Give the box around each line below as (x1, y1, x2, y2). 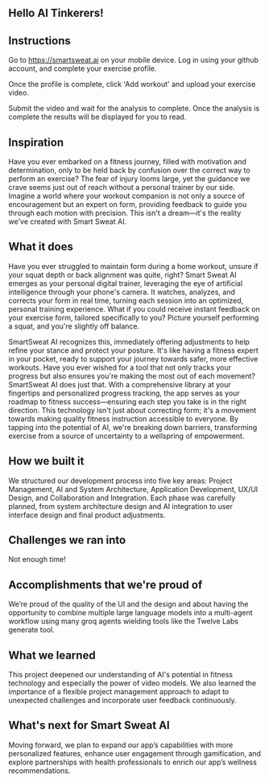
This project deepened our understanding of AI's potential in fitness (8, 670, 234, 680)
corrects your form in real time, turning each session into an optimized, (8, 296, 244, 305)
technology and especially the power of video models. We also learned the (8, 678, 256, 688)
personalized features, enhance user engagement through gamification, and (8, 748, 262, 758)
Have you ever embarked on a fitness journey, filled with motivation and (8, 157, 247, 167)
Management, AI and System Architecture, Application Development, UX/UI (8, 484, 259, 494)
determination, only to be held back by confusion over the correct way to (8, 165, 251, 176)
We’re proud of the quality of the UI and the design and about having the (8, 599, 249, 609)
